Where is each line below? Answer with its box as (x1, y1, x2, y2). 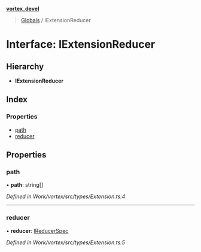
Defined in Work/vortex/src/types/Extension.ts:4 (6, 193, 126, 200)
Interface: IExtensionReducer (6, 38, 156, 51)
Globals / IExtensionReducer (20, 17, 91, 23)
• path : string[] (6, 181, 44, 189)
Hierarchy (6, 61, 44, 71)
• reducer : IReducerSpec (6, 227, 69, 234)
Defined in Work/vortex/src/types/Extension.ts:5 (6, 239, 126, 246)
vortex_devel (6, 5, 39, 12)
